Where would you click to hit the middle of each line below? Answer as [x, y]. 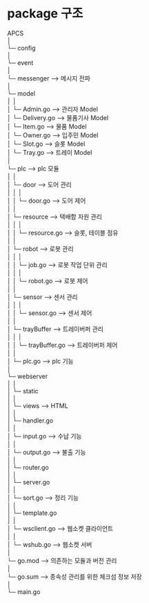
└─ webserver [28, 376]
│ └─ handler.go [30, 421]
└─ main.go [24, 592]
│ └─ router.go [28, 467]
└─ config [21, 48]
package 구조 [45, 14]
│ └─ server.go [29, 482]
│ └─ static [23, 391]
